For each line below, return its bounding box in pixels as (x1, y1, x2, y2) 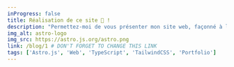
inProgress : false (7, 10, 61, 17)
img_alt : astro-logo (7, 29, 68, 37)
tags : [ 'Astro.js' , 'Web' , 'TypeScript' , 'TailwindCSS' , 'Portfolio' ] (7, 50, 217, 57)
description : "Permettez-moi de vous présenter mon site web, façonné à (7, 23, 223, 30)
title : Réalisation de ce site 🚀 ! (7, 17, 111, 24)
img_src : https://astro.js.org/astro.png (7, 36, 130, 43)
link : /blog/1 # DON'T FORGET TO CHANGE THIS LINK (7, 43, 157, 50)
